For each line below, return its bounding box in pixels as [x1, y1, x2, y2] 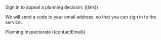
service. [5, 19, 22, 25]
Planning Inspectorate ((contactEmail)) [5, 29, 86, 34]
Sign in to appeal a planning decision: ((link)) [5, 4, 99, 10]
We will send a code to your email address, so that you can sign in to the [5, 14, 156, 19]
